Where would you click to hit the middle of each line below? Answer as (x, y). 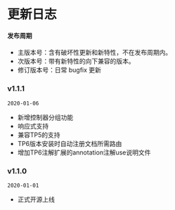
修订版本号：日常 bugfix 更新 (59, 70)
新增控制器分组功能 (45, 117)
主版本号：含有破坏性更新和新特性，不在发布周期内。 (95, 53)
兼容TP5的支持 (39, 135)
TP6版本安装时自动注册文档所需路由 (70, 143)
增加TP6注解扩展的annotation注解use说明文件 (84, 152)
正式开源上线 (36, 199)
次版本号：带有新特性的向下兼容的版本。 (76, 61)
